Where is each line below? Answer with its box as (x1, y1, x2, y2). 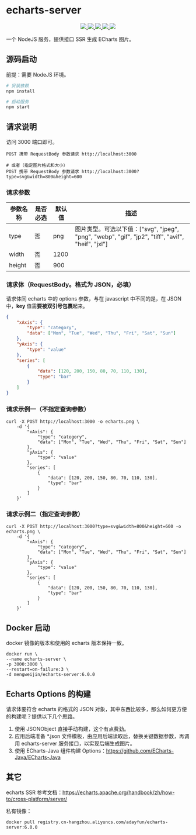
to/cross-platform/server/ (6, 795, 68, 802)
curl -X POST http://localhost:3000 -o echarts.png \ (6, 419, 140, 425)
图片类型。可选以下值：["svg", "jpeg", (75, 225, 179, 233)
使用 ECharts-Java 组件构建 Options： (14, 747, 107, 754)
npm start (6, 104, 30, 110)
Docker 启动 (6, 623, 51, 633)
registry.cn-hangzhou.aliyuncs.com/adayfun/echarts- (37, 819, 168, 825)
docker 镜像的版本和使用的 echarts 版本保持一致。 (6, 640, 127, 647)
